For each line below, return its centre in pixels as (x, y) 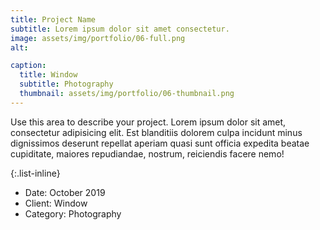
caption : (28, 66)
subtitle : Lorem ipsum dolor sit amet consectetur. (120, 29)
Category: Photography (73, 213)
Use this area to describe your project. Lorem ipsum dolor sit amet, (148, 122)
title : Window (48, 75)
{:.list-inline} (35, 173)
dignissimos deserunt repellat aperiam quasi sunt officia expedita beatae (160, 143)
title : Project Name (53, 19)
